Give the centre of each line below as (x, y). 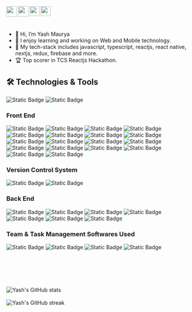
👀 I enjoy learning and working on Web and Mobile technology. (93, 41)
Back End (20, 199)
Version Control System (42, 170)
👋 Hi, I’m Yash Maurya (42, 34)
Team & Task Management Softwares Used (71, 234)
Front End (21, 115)
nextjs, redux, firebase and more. (56, 53)
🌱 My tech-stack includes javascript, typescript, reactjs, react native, (101, 47)
